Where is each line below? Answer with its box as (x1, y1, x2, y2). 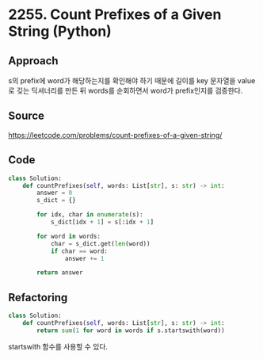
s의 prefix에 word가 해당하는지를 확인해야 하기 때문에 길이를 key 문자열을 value (8, 76, 256, 85)
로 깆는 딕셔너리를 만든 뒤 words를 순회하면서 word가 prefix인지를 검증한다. (8, 86, 243, 95)
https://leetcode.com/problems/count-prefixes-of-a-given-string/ (8, 130, 223, 139)
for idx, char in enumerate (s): (36, 211, 144, 219)
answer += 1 (64, 254, 105, 262)
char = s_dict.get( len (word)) (50, 239, 151, 247)
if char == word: (50, 247, 109, 255)
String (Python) (8, 22, 112, 40)
